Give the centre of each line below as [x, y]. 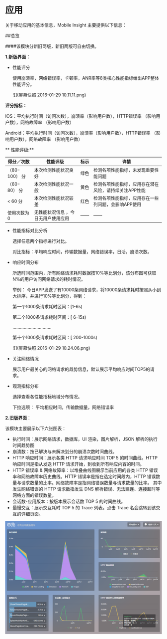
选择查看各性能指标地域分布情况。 [47, 397]
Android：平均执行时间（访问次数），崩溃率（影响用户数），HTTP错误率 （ [81, 133]
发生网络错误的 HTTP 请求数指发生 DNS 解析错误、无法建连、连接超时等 [86, 489]
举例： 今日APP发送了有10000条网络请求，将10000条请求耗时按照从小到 [87, 289]
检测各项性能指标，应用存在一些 [126, 198]
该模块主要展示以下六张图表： [36, 428]
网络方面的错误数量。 [34, 495]
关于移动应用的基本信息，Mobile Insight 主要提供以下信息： [66, 25]
